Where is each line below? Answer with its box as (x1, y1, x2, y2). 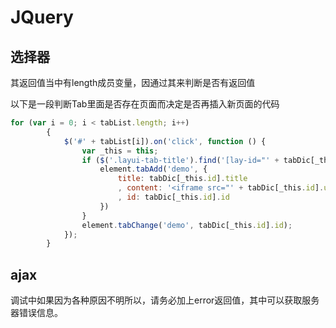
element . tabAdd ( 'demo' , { (99, 164, 208, 175)
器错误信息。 (10, 307, 63, 319)
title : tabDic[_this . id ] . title (117, 174, 248, 184)
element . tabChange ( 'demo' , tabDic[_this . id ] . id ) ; (81, 220, 293, 230)
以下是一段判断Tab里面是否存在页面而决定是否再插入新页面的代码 (10, 98, 280, 110)
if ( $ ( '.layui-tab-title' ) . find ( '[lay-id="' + (81, 155, 280, 165)
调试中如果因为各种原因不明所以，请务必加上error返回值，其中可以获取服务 (10, 294, 320, 306)
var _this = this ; (81, 146, 159, 156)
